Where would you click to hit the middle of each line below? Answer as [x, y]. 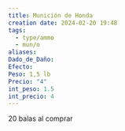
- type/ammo [35, 37]
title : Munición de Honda [50, 15]
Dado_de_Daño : [31, 60]
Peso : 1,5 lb [29, 74]
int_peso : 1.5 [31, 89]
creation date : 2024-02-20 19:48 [63, 23]
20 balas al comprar [40, 118]
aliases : [22, 52]
